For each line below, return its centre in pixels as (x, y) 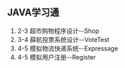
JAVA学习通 (33, 13)
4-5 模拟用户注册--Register (57, 57)
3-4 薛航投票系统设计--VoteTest (63, 39)
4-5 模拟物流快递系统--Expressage (68, 48)
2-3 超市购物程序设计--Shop (58, 31)
